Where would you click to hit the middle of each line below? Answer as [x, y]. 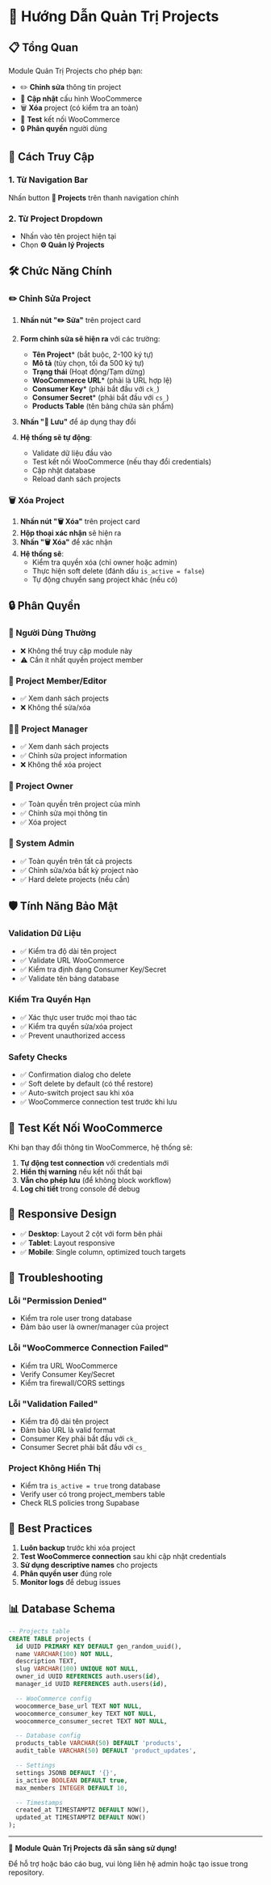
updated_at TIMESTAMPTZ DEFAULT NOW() [81, 1818]
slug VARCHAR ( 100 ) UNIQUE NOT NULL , [77, 1669]
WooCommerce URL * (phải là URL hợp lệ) [102, 380]
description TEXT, [47, 1662]
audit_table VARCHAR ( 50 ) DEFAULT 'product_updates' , [106, 1751]
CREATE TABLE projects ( [50, 1639]
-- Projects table [39, 1631]
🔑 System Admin [42, 843]
